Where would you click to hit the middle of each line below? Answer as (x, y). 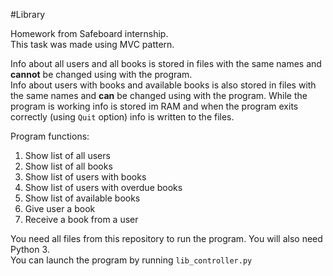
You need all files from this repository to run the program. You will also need (166, 238)
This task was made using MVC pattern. (92, 44)
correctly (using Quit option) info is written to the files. (122, 117)
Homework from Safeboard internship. (89, 33)
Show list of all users (67, 155)
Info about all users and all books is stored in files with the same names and (166, 63)
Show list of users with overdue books (103, 187)
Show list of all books (68, 166)
